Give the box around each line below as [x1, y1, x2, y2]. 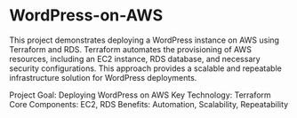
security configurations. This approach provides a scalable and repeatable [9, 63, 282, 74]
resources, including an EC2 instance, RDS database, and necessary [9, 53, 261, 64]
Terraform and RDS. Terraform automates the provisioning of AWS [9, 43, 252, 54]
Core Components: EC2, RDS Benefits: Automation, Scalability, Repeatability [9, 98, 289, 109]
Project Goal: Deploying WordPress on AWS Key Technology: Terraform [9, 90, 271, 100]
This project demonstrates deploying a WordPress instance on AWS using [9, 35, 280, 45]
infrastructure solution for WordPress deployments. [9, 72, 197, 83]
